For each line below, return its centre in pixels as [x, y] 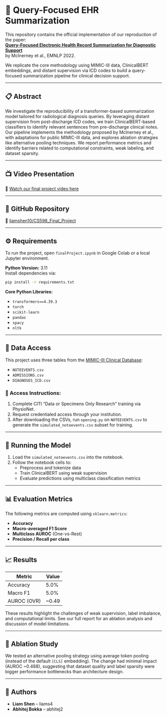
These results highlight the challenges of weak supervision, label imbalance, [83, 613]
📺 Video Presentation [40, 174]
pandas [19, 318]
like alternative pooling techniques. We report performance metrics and [78, 143]
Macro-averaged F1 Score [40, 528]
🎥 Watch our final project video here [42, 189]
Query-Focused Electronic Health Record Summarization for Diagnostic [81, 45]
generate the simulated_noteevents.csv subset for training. [73, 425]
